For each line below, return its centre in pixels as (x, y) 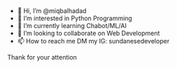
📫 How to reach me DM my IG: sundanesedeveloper (93, 41)
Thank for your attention (42, 57)
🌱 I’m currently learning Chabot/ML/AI (72, 26)
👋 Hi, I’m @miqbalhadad (52, 11)
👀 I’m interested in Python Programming (75, 18)
